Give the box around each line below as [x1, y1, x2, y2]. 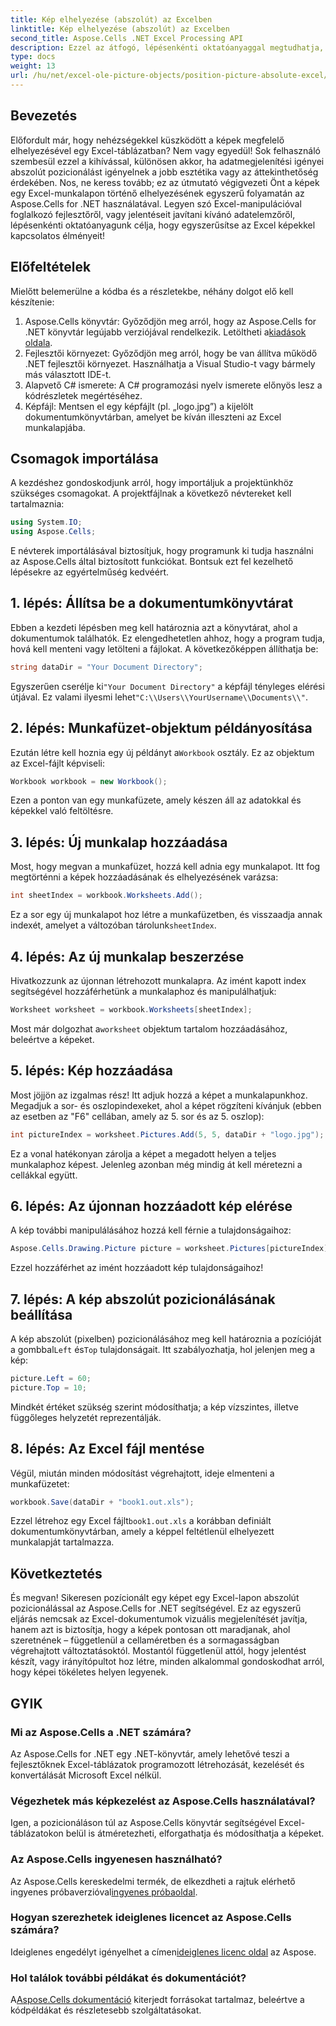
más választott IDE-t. [24, 368, 112, 380]
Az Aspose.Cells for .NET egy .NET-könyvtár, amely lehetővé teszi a [10, 1747, 290, 1760]
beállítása [10, 1306, 73, 1323]
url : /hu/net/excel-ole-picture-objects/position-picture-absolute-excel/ [10, 71, 329, 81]
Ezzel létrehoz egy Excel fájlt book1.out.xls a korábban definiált [10, 1515, 272, 1527]
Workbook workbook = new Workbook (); [10, 776, 168, 786]
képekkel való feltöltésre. [10, 805, 114, 817]
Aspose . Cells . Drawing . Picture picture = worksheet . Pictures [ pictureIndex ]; [10, 1244, 333, 1254]
